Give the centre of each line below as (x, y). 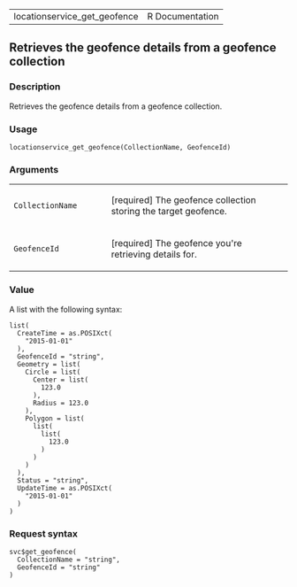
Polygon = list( (55, 418)
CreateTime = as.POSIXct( (65, 333)
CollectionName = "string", (69, 560)
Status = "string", (53, 480)
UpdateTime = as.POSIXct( (65, 488)
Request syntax (43, 533)
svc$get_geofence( (43, 552)
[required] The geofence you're (177, 243)
